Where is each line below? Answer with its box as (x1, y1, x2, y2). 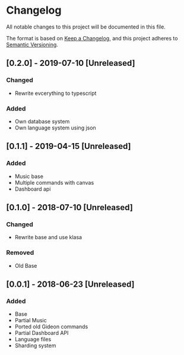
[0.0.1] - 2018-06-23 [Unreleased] (6, 279, 135, 289)
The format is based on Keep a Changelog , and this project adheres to (6, 34, 178, 42)
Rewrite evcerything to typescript (14, 90, 97, 97)
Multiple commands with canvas (14, 179, 94, 186)
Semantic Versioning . (6, 41, 58, 48)
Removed (6, 249, 34, 257)
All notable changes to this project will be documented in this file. (6, 23, 166, 30)
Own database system (14, 118, 70, 125)
